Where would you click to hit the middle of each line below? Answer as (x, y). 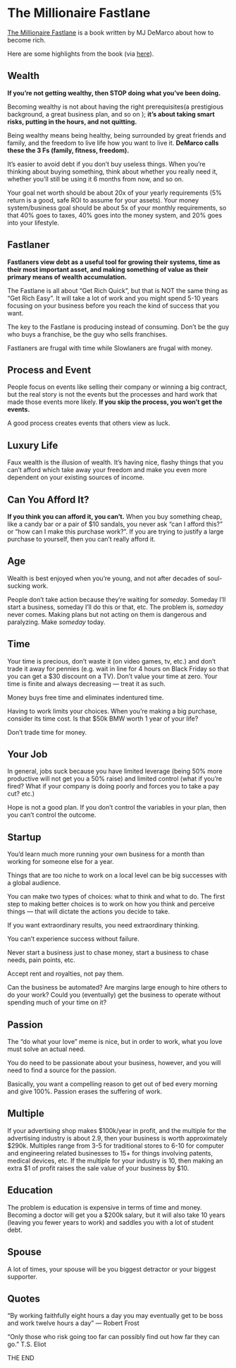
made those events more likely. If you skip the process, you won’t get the (115, 402)
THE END (21, 1358)
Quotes (24, 1298)
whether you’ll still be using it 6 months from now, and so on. (95, 179)
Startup (24, 837)
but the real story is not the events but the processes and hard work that (112, 395)
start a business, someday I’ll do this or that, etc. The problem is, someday (116, 607)
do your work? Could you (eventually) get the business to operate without (114, 995)
